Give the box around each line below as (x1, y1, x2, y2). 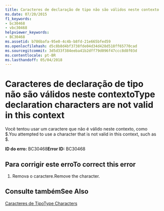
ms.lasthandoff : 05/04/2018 (5, 57, 63, 62)
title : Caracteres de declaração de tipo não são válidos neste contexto (5, 7, 160, 12)
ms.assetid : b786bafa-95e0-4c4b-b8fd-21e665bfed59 (5, 39, 111, 44)
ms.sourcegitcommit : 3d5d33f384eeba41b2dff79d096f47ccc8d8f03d (5, 48, 137, 53)
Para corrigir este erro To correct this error (5, 160, 136, 168)
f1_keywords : (5, 16, 32, 21)
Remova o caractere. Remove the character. (12, 173, 100, 179)
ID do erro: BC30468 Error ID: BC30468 (5, 146, 86, 152)
